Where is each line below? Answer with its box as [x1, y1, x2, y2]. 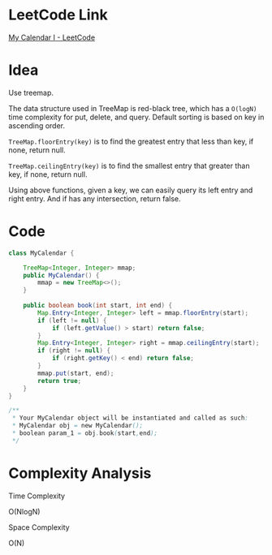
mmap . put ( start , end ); [37, 369, 114, 377]
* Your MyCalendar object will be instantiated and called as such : [11, 414, 249, 423]
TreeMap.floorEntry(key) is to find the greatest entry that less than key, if [8, 136, 254, 146]
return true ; [37, 376, 82, 385]
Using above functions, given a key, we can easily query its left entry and [8, 185, 253, 195]
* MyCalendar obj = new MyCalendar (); [11, 422, 144, 430]
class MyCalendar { [8, 249, 75, 257]
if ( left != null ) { [37, 316, 107, 325]
